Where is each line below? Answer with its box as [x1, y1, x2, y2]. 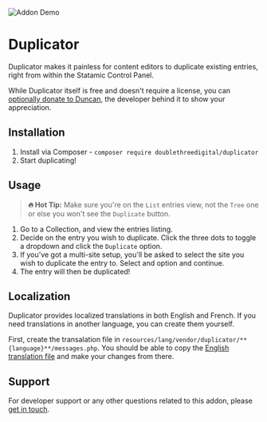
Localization [8, 290, 71, 303]
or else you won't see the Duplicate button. [27, 208, 171, 219]
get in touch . [8, 404, 50, 414]
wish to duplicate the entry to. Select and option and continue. [19, 258, 225, 267]
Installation [8, 126, 65, 140]
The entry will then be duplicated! [19, 266, 131, 276]
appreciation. [8, 102, 52, 112]
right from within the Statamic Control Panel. [8, 70, 154, 80]
